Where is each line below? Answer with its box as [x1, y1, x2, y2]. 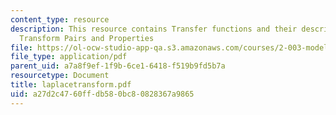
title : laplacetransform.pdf [10, 80, 132, 90]
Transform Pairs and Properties [19, 33, 155, 43]
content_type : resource [10, 14, 110, 25]
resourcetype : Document [10, 71, 110, 81]
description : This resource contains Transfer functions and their [10, 24, 298, 34]
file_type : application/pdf [10, 52, 128, 62]
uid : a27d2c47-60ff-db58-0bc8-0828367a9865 [10, 89, 195, 99]
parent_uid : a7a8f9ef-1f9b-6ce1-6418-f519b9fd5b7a [10, 61, 226, 71]
